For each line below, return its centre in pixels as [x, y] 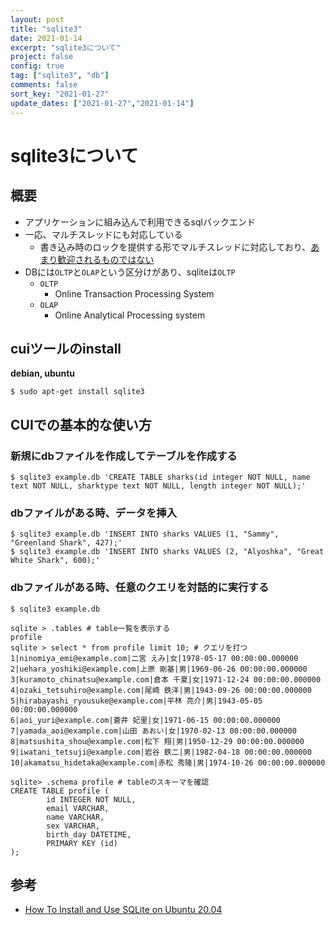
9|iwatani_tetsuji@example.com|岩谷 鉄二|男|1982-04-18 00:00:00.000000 [161, 752]
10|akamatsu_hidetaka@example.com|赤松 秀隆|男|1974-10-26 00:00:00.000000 [168, 762]
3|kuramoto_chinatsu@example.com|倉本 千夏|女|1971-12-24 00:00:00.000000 [166, 679]
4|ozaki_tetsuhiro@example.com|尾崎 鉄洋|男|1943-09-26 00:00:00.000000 [161, 690]
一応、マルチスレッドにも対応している [103, 234]
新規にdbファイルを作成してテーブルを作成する [124, 456]
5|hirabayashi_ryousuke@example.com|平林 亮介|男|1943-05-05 [136, 701]
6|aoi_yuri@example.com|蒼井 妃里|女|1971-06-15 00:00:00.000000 [145, 720]
